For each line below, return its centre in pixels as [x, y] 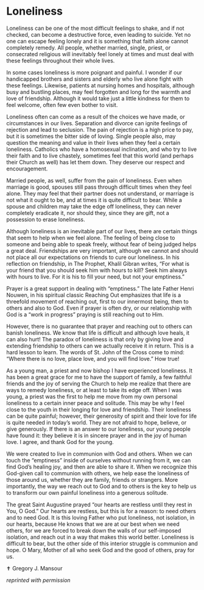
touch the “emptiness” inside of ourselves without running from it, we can [99, 460]
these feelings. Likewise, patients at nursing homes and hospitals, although [100, 85]
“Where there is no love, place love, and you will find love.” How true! [93, 359]
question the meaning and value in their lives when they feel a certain [93, 142]
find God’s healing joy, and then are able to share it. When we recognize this [102, 467]
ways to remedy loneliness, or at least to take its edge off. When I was [94, 390]
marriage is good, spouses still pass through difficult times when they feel [99, 187]
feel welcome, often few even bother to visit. [62, 104]
